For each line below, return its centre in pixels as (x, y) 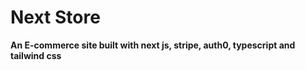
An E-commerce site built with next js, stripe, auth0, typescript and (153, 45)
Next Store (55, 17)
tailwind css (36, 55)
